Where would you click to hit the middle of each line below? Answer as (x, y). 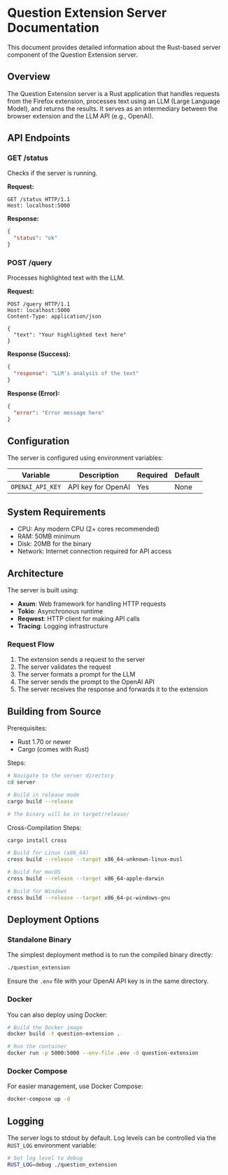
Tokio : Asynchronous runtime (60, 611)
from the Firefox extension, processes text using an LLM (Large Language (114, 101)
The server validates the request (64, 667)
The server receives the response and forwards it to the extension (113, 689)
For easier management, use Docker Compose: (75, 1086)
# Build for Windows (37, 891)
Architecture (36, 573)
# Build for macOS (34, 872)
